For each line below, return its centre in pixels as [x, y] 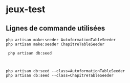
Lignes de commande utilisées [56, 28]
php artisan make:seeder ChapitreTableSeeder [55, 44]
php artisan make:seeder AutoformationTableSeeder [61, 40]
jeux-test [26, 9]
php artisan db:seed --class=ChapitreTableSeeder [60, 75]
